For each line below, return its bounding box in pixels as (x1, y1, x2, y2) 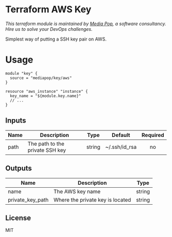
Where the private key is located (53, 196, 132, 203)
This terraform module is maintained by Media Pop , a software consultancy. (5, 21, 166, 27)
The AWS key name (53, 188, 101, 195)
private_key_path (8, 196, 49, 203)
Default (112, 131, 131, 139)
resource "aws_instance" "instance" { (5, 89, 88, 94)
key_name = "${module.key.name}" (10, 93, 81, 98)
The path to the (27, 140, 64, 147)
